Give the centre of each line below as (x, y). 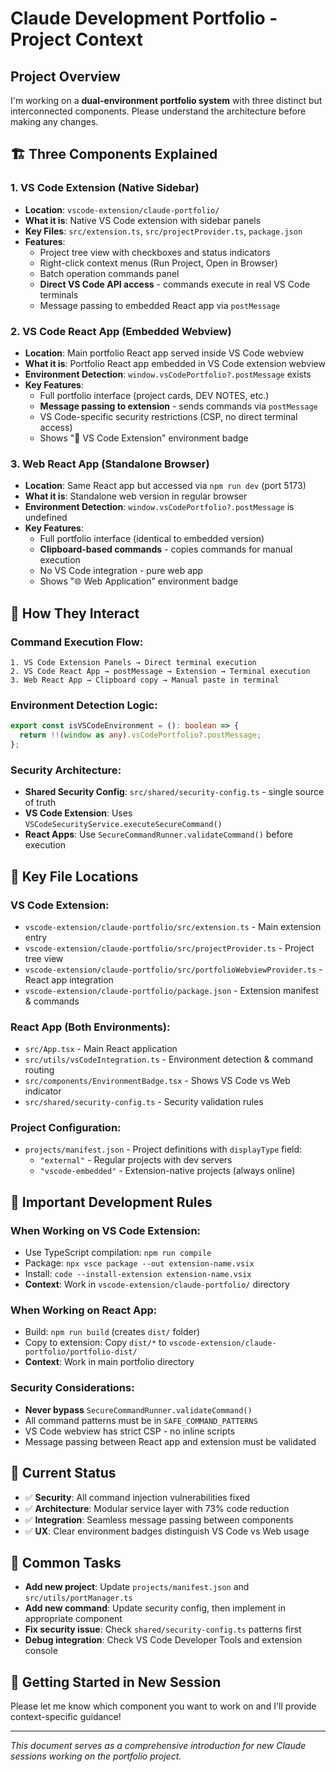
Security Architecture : (66, 770)
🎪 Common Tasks (66, 1562)
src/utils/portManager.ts (78, 1598)
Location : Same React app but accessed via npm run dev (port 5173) (165, 486)
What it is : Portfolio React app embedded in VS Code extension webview (175, 363)
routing (39, 1070)
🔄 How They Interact (75, 613)
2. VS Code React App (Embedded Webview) (121, 331)
